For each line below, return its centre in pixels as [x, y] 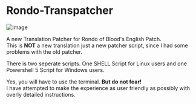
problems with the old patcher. [44, 51]
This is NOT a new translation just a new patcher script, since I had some [97, 45]
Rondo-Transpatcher [60, 11]
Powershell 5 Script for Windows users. [55, 70]
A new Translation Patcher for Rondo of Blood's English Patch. [84, 39]
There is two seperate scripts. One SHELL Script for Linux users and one [97, 63]
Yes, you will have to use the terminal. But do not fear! [74, 82]
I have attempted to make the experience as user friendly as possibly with [98, 88]
